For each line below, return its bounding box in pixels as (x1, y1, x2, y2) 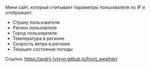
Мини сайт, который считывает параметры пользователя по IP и (5, 5, 145, 10)
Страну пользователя (12, 20, 60, 25)
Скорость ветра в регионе (12, 41, 70, 47)
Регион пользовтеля (12, 25, 57, 31)
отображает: (5, 10, 33, 16)
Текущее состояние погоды (12, 46, 73, 52)
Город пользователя (12, 30, 57, 36)
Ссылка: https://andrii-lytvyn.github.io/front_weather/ (5, 56, 118, 62)
